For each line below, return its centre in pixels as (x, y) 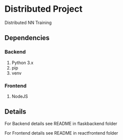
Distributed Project (44, 9)
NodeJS (20, 96)
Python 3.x (22, 63)
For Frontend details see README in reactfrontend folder (61, 133)
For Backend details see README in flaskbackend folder (61, 123)
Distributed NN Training (28, 23)
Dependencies (27, 38)
